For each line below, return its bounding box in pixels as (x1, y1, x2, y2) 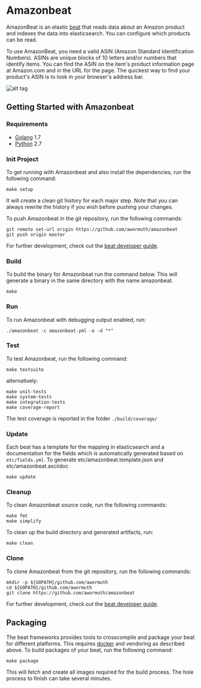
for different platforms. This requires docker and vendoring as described (6, 640, 185, 647)
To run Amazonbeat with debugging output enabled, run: (6, 316, 147, 323)
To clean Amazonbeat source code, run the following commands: (6, 501, 167, 509)
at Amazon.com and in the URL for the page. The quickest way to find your (6, 66, 190, 74)
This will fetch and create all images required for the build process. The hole (6, 668, 194, 675)
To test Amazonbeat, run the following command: (6, 355, 128, 362)
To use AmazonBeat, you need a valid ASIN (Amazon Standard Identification (6, 47, 194, 54)
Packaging (6, 617, 47, 628)
